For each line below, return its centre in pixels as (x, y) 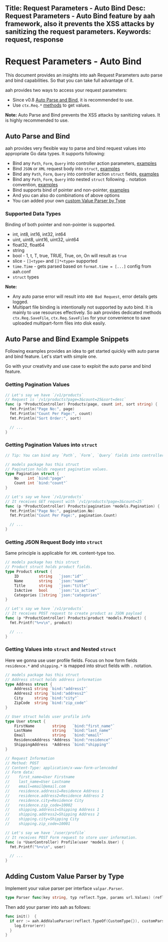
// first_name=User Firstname (40, 777)
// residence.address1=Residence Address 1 (54, 791)
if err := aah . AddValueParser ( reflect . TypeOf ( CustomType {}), (75, 921)
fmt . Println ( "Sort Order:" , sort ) (45, 418)
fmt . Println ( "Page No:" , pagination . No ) (52, 511)
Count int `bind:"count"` (41, 483)
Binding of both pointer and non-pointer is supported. (60, 225)
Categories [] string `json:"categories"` (58, 595)
